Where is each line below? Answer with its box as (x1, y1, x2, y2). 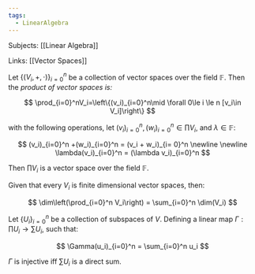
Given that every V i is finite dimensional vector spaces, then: (8, 180, 205, 191)
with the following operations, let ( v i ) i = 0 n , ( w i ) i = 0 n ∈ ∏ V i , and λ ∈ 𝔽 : (8, 121, 236, 134)
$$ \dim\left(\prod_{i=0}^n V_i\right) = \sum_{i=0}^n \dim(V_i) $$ (28, 198, 238, 207)
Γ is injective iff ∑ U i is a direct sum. (8, 257, 122, 268)
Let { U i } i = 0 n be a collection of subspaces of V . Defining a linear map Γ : (8, 213, 244, 225)
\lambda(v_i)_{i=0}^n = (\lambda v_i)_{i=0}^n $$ (54, 148, 211, 157)
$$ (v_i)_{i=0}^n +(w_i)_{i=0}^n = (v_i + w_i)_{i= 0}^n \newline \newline (17, 139, 248, 150)
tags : (8, 11, 26, 20)
